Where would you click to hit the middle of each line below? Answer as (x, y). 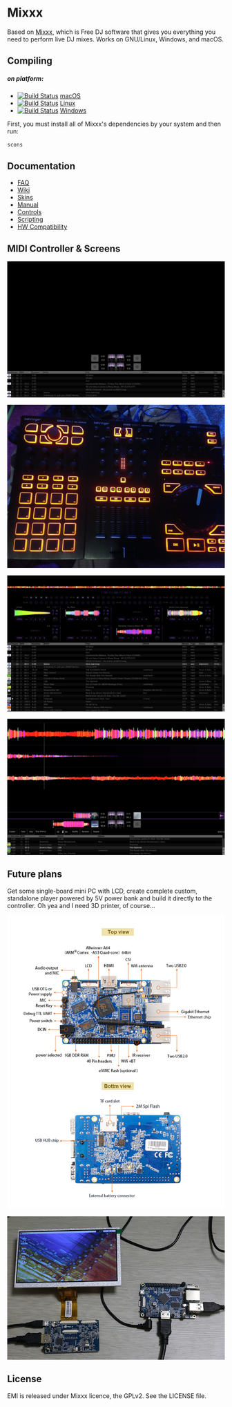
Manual (28, 205)
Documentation (41, 166)
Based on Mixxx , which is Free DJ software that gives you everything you (112, 32)
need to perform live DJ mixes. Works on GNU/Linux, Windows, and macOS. (116, 39)
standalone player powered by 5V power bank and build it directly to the (110, 898)
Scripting (30, 220)
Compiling (30, 61)
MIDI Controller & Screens (64, 248)
